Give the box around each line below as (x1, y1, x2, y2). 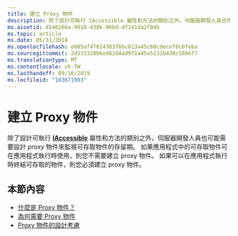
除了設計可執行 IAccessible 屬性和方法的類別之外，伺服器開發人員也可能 (7, 134, 220, 142)
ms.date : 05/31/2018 (7, 37, 69, 44)
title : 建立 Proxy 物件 (7, 10, 73, 18)
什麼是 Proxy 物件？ (17, 203, 76, 212)
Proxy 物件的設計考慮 (17, 221, 80, 230)
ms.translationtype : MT (7, 57, 78, 64)
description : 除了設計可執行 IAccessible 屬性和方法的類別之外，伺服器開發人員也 (7, 17, 227, 24)
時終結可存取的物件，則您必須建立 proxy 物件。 (7, 160, 146, 169)
